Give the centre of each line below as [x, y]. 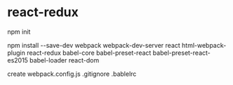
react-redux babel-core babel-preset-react [89, 53]
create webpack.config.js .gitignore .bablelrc [72, 74]
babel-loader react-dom [64, 60]
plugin [16, 53]
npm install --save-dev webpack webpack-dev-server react [94, 45]
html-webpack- [204, 45]
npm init [19, 32]
